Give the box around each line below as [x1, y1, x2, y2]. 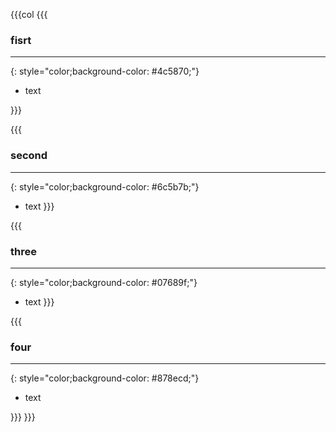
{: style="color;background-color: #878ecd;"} [10, 372, 200, 384]
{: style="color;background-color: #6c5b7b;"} [10, 180, 200, 193]
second [10, 149, 48, 163]
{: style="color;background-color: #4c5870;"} [10, 65, 200, 78]
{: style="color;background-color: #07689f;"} [10, 276, 198, 288]
